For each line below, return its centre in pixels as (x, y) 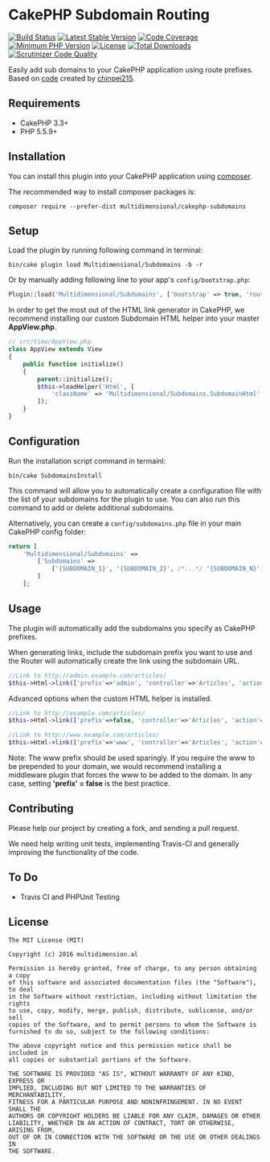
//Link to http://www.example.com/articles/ (84, 735)
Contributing (41, 809)
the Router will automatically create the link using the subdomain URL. (124, 661)
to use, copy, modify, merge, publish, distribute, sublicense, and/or (131, 1011)
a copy (19, 976)
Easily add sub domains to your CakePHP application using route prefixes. (131, 69)
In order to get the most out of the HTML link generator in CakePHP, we (127, 310)
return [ (23, 546)
